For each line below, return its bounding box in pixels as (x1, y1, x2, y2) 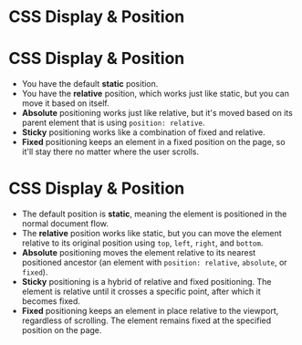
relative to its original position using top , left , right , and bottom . (21, 237, 264, 248)
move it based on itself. (21, 98, 110, 109)
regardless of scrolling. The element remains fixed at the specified (21, 315, 272, 326)
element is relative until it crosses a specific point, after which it (21, 286, 261, 298)
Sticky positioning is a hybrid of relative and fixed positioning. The (21, 277, 272, 287)
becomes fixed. (21, 296, 81, 307)
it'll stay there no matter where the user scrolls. (21, 146, 200, 157)
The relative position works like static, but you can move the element (21, 228, 282, 239)
